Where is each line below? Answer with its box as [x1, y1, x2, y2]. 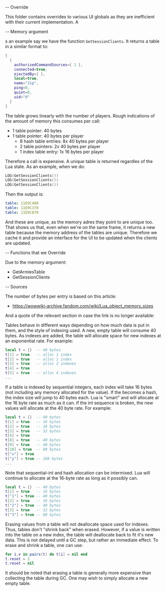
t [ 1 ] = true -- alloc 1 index [5, 352, 72, 357]
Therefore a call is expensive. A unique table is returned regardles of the [5, 158, 153, 164]
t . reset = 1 [5, 556, 30, 561]
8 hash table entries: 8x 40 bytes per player [19, 138, 109, 144]
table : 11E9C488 [5, 201, 39, 206]
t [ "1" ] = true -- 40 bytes [5, 494, 61, 499]
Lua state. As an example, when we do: [5, 163, 85, 169]
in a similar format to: [5, 44, 49, 49]
